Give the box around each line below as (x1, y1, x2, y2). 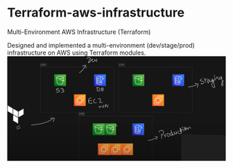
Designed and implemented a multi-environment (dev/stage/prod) (7, 41, 196, 49)
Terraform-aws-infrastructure (7, 5, 185, 21)
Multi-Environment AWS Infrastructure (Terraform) (7, 28, 151, 36)
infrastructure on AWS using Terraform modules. (7, 48, 146, 57)
